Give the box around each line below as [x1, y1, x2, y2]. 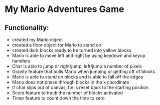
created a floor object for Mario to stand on [12, 42, 101, 48]
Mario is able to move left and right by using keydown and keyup [12, 52, 146, 58]
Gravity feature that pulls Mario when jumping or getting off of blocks [12, 68, 155, 74]
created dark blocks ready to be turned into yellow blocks [12, 47, 131, 53]
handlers [12, 58, 31, 63]
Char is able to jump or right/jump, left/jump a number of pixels [12, 63, 142, 69]
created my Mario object [12, 36, 63, 42]
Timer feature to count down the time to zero [12, 95, 105, 101]
